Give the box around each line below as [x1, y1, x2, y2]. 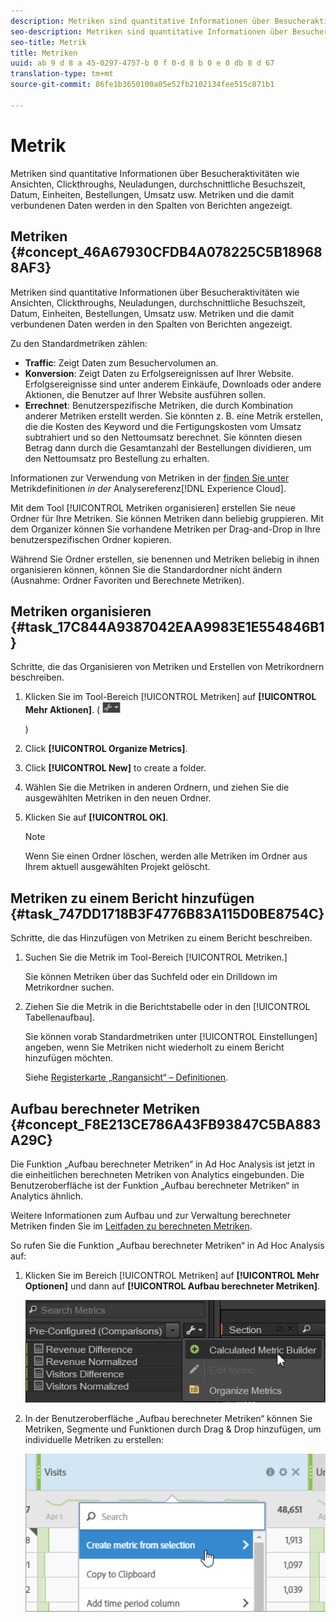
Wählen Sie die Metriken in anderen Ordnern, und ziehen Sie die [24, 781, 290, 794]
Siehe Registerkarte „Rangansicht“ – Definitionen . [24, 1071, 229, 1084]
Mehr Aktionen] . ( [24, 704, 101, 716]
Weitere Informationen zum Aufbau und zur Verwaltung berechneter [10, 1209, 292, 1221]
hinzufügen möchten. [24, 1052, 114, 1064]
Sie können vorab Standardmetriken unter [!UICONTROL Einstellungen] [24, 1031, 318, 1043]
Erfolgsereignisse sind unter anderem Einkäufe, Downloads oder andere [24, 378, 322, 390]
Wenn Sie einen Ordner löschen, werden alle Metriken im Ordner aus [24, 850, 308, 862]
